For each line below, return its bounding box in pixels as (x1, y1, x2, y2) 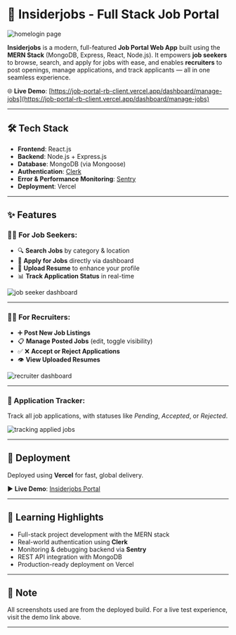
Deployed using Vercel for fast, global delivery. (7, 470, 144, 479)
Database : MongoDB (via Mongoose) (17, 160, 126, 168)
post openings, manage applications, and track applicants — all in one (7, 65, 211, 74)
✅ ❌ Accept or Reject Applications (17, 347, 121, 355)
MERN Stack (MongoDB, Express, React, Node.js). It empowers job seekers (7, 51, 228, 59)
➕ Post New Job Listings (17, 328, 91, 337)
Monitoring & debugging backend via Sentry (17, 545, 147, 553)
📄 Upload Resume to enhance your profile (17, 264, 140, 273)
